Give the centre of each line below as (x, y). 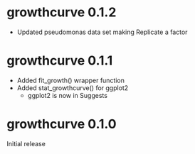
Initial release (26, 143)
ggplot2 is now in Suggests (68, 95)
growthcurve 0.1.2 (62, 12)
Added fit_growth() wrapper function (71, 80)
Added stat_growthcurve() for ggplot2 (73, 88)
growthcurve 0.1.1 (60, 61)
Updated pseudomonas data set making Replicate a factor (102, 32)
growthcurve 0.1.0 (62, 124)
